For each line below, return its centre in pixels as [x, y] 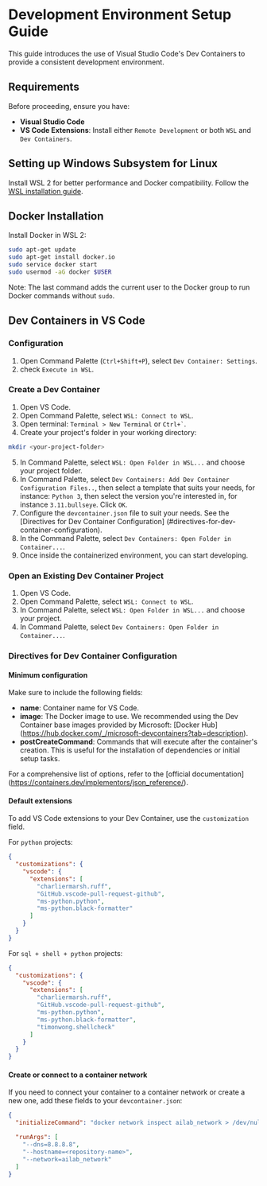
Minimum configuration [48, 675]
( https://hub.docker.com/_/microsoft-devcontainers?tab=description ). [134, 733]
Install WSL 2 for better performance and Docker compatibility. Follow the [128, 183]
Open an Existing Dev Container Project [86, 576]
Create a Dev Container [54, 390]
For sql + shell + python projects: [66, 953]
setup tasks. [40, 759]
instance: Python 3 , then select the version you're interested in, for [128, 496]
